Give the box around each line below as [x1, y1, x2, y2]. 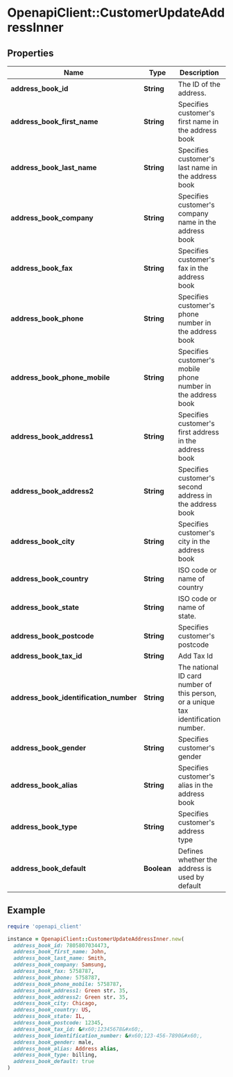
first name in [178, 117, 219, 126]
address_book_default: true [13, 1058, 95, 1065]
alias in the [178, 781, 214, 790]
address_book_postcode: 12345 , [13, 1019, 104, 1026]
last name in [178, 163, 218, 172]
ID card [178, 671, 202, 681]
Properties [7, 47, 54, 59]
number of [178, 680, 213, 689]
